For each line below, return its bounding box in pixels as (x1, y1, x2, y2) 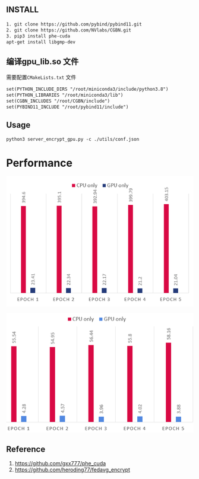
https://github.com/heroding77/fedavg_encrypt (14, 466, 131, 474)
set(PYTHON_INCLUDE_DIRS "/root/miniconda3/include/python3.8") (6, 86, 169, 92)
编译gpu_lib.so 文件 (6, 56, 79, 67)
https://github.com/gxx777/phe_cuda (14, 460, 106, 467)
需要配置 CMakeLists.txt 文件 (6, 74, 77, 81)
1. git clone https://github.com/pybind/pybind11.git (6, 21, 143, 27)
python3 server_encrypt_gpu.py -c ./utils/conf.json (6, 137, 140, 142)
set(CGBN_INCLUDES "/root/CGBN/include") (6, 98, 110, 104)
